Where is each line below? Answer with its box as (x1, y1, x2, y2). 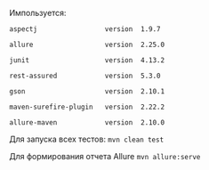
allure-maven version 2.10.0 (9, 118, 165, 127)
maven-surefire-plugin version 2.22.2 (9, 102, 165, 111)
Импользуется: (9, 8, 67, 18)
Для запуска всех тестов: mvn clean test (9, 134, 165, 144)
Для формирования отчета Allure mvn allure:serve (9, 151, 201, 161)
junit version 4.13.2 (9, 56, 165, 65)
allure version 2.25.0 (9, 40, 165, 49)
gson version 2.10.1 (9, 87, 165, 96)
